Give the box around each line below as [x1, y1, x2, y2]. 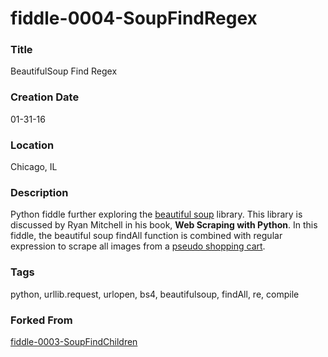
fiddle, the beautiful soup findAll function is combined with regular [10, 230, 283, 242]
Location [10, 138, 55, 152]
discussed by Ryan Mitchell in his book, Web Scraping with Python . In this [10, 219, 318, 231]
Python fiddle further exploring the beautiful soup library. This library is [10, 208, 303, 221]
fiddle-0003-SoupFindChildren [10, 335, 138, 347]
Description [10, 186, 69, 199]
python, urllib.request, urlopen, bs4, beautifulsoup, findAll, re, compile [10, 288, 300, 300]
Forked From [10, 313, 73, 327]
